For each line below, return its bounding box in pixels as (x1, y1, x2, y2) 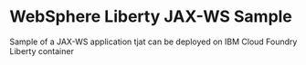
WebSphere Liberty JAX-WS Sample (9, 6, 292, 27)
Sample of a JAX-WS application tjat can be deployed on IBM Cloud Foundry (9, 36, 298, 47)
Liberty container (9, 45, 75, 56)
